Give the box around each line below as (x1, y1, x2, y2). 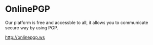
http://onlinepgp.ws (5, 34, 45, 40)
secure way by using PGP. (5, 24, 58, 30)
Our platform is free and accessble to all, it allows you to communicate (5, 20, 149, 25)
